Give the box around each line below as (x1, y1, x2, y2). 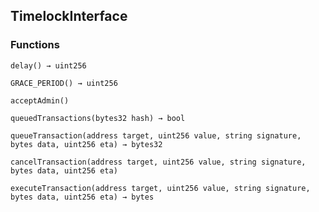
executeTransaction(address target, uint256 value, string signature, (10, 183, 311, 193)
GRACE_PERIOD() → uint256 (10, 78, 118, 88)
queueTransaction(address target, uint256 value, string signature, (10, 130, 302, 141)
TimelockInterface (10, 8, 128, 25)
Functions (10, 38, 60, 52)
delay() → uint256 (10, 60, 87, 71)
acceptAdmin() (10, 95, 70, 106)
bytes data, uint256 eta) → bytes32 (10, 139, 163, 149)
